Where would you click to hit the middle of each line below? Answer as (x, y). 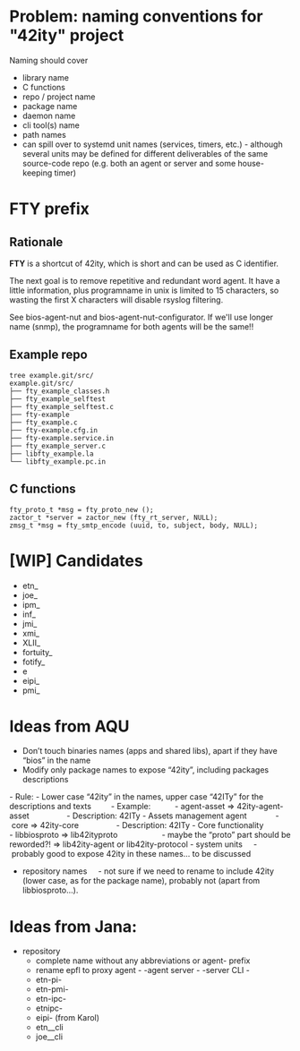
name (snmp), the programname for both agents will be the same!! (132, 326)
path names (44, 134)
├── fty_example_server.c (57, 446)
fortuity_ (37, 652)
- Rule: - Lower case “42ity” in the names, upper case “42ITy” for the (137, 797)
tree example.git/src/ (51, 375)
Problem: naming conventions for (136, 17)
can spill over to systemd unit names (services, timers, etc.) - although (153, 144)
